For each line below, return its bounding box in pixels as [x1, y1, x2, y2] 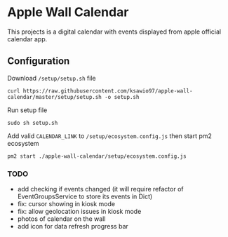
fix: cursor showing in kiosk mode [17, 200, 116, 208]
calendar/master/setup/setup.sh [7, 93, 102, 100]
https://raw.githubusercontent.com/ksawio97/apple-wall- [22, 87, 193, 95]
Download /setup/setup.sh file [7, 74, 96, 82]
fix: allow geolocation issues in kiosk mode [17, 208, 142, 216]
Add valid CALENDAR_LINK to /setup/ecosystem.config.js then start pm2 [7, 131, 213, 140]
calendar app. [7, 34, 48, 43]
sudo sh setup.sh [7, 119, 58, 126]
